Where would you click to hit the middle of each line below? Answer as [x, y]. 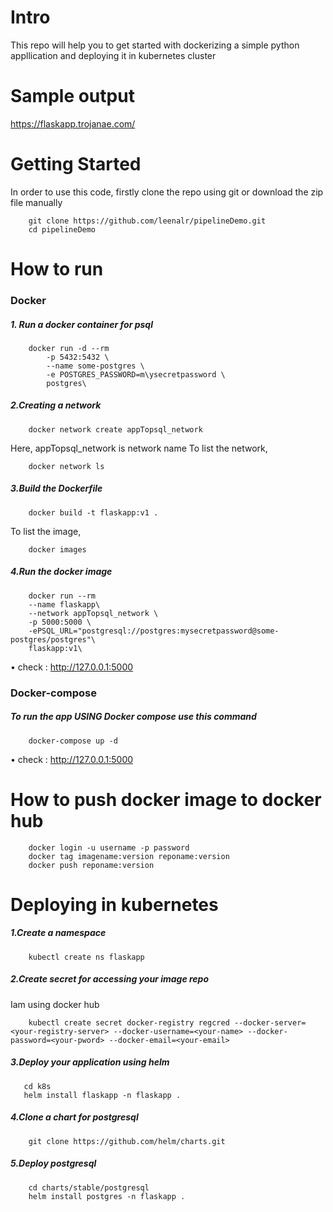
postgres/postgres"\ [53, 639]
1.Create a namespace [58, 933]
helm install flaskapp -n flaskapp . [102, 1095]
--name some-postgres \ [95, 366]
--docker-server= [270, 1022]
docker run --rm [62, 596]
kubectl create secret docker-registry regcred [129, 1022]
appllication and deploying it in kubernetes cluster [113, 55]
